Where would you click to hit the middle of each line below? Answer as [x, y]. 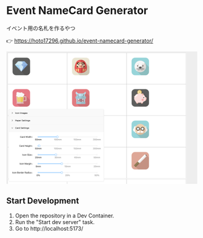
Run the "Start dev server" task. [55, 222]
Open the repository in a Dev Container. [65, 216]
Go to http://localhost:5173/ [49, 228]
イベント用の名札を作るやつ [41, 28]
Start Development [43, 201]
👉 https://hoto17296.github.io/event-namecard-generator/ [80, 41]
